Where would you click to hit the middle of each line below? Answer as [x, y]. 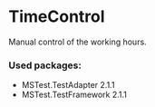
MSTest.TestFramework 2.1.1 [74, 95]
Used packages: [45, 65]
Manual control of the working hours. [77, 42]
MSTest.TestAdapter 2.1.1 [68, 85]
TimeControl [57, 17]
